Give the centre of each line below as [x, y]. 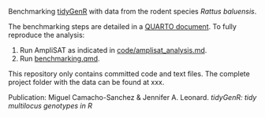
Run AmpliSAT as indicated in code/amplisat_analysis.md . [113, 50]
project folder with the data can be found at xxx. [86, 82]
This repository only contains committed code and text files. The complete [129, 74]
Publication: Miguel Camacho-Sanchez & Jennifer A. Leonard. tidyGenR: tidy [132, 97]
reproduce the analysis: [47, 35]
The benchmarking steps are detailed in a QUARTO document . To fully [122, 26]
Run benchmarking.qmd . [60, 59]
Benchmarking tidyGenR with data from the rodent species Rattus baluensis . [132, 11]
